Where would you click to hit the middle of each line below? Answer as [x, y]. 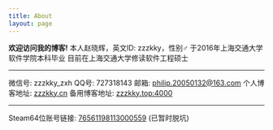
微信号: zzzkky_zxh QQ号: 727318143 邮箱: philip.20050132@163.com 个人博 [136, 83]
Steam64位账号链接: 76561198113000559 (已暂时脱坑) [99, 118]
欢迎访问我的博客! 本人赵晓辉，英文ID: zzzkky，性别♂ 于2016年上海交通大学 [136, 48]
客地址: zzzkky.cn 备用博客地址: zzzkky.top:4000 [91, 93]
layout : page [30, 24]
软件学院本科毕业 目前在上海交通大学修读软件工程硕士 [98, 58]
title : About [30, 16]
